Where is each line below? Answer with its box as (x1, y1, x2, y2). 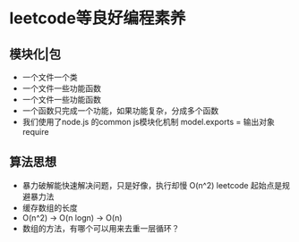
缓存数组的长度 (21, 202, 78, 213)
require (21, 127, 49, 137)
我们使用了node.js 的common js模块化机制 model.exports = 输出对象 (21, 117, 275, 127)
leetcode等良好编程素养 (9, 8, 186, 29)
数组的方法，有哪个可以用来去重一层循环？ (21, 222, 180, 233)
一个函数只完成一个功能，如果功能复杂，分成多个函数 (21, 105, 219, 116)
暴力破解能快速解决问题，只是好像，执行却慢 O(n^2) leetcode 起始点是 (21, 179, 283, 190)
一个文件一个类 (21, 72, 78, 82)
